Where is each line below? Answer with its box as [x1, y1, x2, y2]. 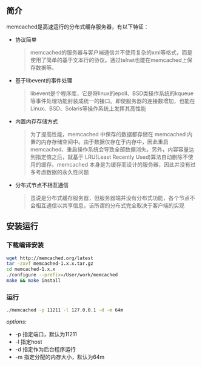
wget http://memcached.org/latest [6, 255, 94, 261]
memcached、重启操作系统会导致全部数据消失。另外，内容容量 [30, 145, 189, 153]
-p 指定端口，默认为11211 [15, 331, 78, 338]
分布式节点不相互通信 [15, 181, 69, 188]
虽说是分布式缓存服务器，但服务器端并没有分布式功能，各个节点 [30, 194, 190, 201]
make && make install [6, 278, 61, 284]
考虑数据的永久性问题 [35, 168, 89, 176]
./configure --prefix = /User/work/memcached [6, 272, 118, 278]
